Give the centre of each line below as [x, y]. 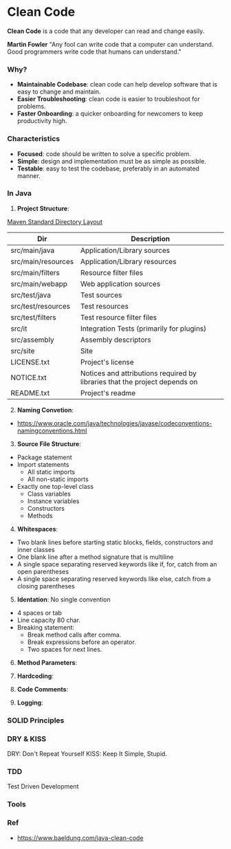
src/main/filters [35, 272]
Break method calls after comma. [74, 635]
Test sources [101, 295]
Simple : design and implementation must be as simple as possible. [111, 161]
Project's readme [108, 393]
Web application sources [120, 284]
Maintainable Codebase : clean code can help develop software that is [117, 85]
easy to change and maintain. [59, 92]
